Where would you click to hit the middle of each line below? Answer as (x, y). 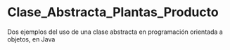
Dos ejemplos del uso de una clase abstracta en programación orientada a (115, 32)
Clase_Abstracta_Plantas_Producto (113, 12)
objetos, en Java (31, 39)
